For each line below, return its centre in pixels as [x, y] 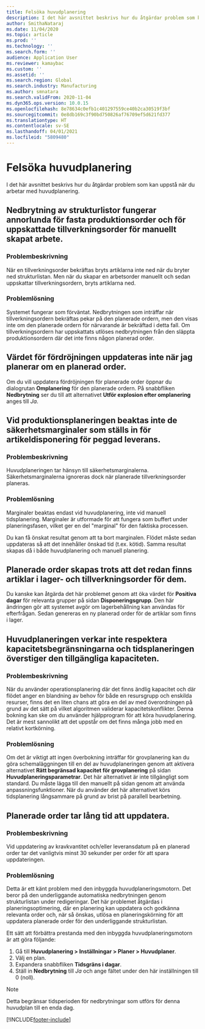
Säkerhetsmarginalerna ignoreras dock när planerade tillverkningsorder [96, 477]
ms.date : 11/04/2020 [33, 29]
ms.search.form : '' [31, 52]
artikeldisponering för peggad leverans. [84, 439]
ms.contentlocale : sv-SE [38, 126]
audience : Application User [42, 58]
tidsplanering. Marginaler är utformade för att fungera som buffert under [97, 519]
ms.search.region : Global [39, 80]
